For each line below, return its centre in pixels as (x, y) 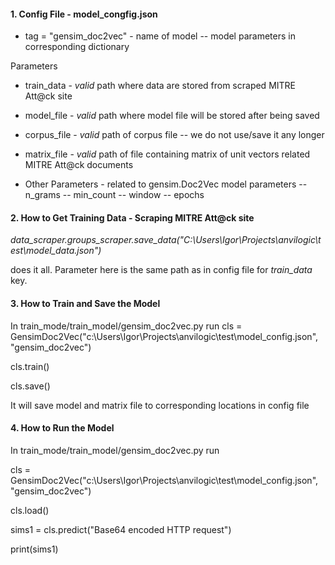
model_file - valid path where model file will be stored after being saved (172, 116)
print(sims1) (34, 549)
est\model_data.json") (56, 251)
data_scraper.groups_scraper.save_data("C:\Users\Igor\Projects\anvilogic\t (166, 240)
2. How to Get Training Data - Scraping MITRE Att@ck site (132, 217)
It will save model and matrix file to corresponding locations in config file (160, 405)
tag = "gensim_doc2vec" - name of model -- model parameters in (160, 36)
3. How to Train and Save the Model (85, 303)
